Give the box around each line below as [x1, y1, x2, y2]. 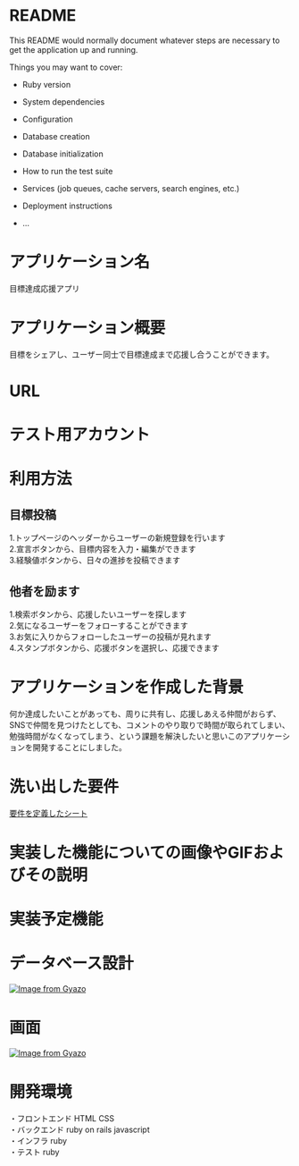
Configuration [21, 114, 73, 124]
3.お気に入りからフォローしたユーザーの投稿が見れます [9, 631, 212, 642]
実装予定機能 [9, 909, 104, 930]
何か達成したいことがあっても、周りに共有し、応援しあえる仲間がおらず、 [9, 708, 281, 719]
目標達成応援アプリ [9, 283, 80, 293]
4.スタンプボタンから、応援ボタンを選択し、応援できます [9, 643, 220, 653]
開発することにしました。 [32, 741, 127, 752]
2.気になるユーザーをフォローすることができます [9, 621, 189, 630]
